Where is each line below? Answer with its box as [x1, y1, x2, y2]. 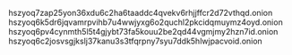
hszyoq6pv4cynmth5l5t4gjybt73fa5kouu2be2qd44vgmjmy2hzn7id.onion [8, 27, 279, 36]
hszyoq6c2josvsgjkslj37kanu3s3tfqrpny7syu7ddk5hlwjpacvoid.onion [8, 35, 263, 46]
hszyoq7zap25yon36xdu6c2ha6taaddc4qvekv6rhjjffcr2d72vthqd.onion [8, 8, 273, 18]
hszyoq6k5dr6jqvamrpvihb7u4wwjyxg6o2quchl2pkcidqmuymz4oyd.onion [8, 17, 283, 27]
